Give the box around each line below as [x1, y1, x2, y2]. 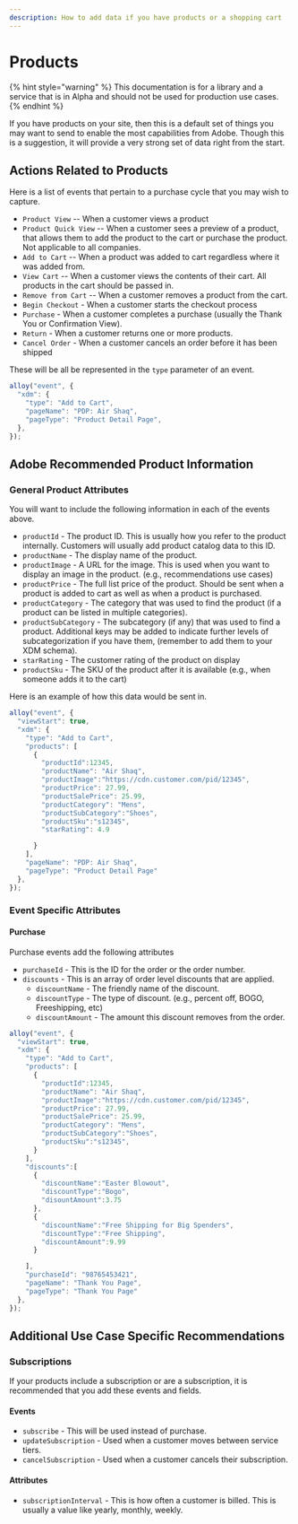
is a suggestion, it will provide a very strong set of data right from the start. [9, 136, 285, 148]
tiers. [21, 1445, 42, 1456]
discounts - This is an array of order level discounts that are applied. [21, 973, 275, 984]
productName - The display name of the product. [21, 550, 198, 561]
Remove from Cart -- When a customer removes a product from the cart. [21, 290, 288, 300]
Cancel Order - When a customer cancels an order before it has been [21, 337, 277, 348]
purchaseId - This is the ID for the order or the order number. [21, 963, 246, 974]
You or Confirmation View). [21, 318, 123, 329]
